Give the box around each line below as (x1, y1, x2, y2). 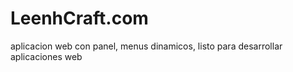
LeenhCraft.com (10, 7, 149, 30)
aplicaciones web (10, 50, 83, 62)
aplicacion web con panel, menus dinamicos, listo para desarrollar (10, 40, 283, 52)
